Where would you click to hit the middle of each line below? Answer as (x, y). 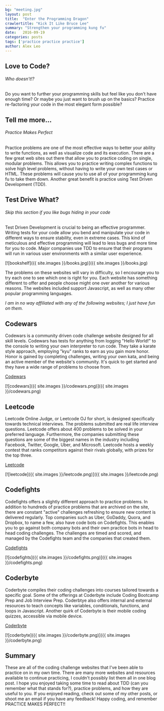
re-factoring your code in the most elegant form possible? (64, 104)
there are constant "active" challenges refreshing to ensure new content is (81, 512)
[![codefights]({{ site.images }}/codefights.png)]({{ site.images (68, 557)
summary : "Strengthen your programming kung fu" (56, 28)
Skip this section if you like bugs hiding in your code (58, 212)
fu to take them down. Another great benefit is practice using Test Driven (79, 179)
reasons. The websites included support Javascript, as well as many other (80, 288)
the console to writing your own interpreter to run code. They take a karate (81, 346)
